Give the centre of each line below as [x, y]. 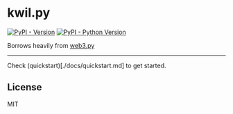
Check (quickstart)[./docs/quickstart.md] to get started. [87, 65]
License [25, 87]
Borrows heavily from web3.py [51, 45]
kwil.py [29, 13]
